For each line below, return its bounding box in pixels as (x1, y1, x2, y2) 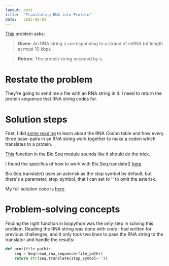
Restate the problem (5, 74, 93, 85)
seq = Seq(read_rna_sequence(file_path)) (14, 251, 103, 256)
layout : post (5, 7, 33, 13)
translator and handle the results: (5, 237, 75, 243)
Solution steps (5, 114, 67, 125)
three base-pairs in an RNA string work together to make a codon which (5, 136, 156, 142)
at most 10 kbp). (17, 46, 52, 52)
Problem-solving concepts (5, 204, 120, 215)
